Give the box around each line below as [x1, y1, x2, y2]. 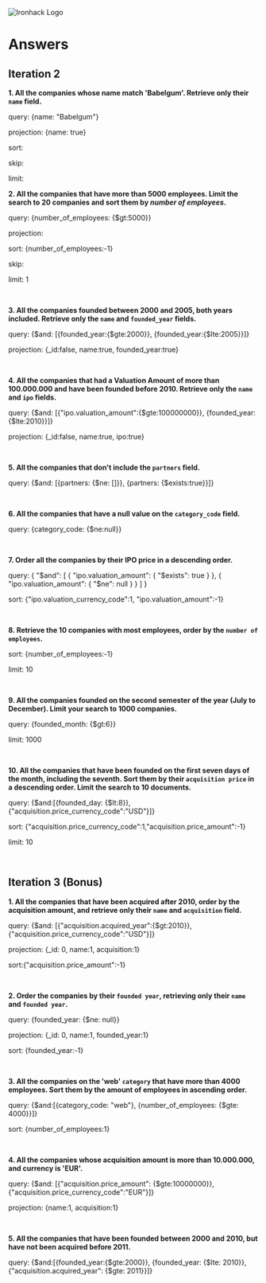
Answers [8, 36, 69, 53]
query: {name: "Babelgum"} [8, 112, 99, 121]
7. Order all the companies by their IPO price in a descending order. [8, 556, 233, 564]
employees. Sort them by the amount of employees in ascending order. [8, 1085, 248, 1094]
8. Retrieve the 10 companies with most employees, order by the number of [8, 626, 258, 634]
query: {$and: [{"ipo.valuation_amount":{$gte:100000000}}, [8, 408, 205, 417]
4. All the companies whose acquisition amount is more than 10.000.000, [8, 1155, 256, 1164]
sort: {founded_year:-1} [8, 1045, 84, 1055]
